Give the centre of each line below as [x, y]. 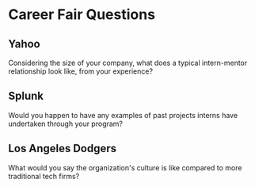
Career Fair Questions [82, 15]
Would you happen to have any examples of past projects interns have [123, 115]
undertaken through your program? [66, 124]
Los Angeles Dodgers [63, 149]
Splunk [26, 96]
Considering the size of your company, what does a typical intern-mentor [128, 63]
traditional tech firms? [44, 176]
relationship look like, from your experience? [80, 71]
